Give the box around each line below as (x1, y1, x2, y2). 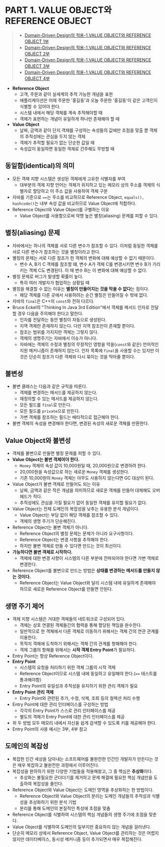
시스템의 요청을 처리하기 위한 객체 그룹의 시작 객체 (19, 664, 116, 670)
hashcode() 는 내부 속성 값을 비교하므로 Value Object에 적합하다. (12, 200, 136, 206)
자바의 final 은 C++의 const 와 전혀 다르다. (12, 298, 95, 304)
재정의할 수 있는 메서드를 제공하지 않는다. (19, 396, 99, 402)
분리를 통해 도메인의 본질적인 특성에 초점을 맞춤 (19, 805, 111, 811)
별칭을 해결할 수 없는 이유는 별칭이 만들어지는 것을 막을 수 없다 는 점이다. (12, 286, 149, 292)
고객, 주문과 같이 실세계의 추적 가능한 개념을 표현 (19, 91, 113, 97)
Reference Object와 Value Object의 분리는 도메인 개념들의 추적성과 (19, 793, 151, 799)
